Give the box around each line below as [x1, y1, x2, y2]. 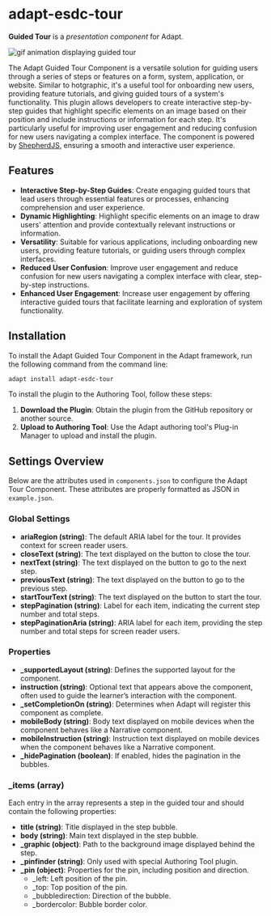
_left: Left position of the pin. [32, 874, 128, 884]
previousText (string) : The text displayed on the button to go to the [19, 575, 245, 584]
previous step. [19, 583, 69, 593]
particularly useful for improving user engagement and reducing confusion [8, 123, 257, 133]
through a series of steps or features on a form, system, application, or [8, 71, 244, 81]
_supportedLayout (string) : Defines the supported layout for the [19, 664, 236, 674]
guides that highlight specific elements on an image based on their [24, 106, 247, 116]
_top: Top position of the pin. [32, 883, 128, 893]
